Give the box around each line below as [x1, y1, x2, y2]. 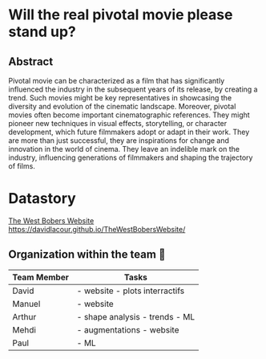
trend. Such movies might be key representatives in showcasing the [8, 93, 232, 102]
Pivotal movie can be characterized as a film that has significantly [8, 76, 225, 85]
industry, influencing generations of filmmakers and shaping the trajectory [8, 153, 253, 162]
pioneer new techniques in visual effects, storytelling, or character [8, 119, 228, 128]
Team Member [12, 271, 70, 283]
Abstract [8, 55, 54, 68]
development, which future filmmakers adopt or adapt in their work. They [8, 127, 250, 137]
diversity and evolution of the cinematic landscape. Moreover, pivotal [8, 102, 236, 111]
